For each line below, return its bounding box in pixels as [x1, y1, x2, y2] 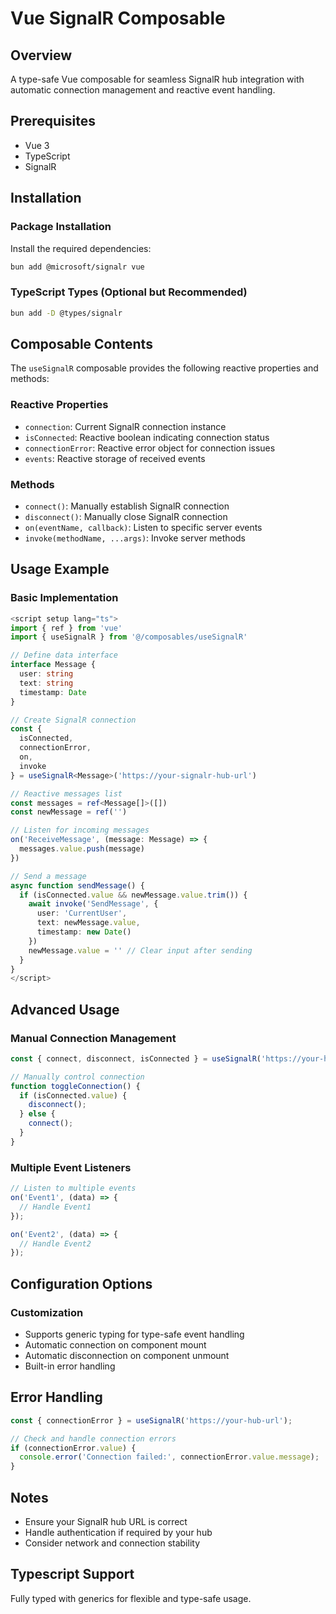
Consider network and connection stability [24, 1537, 201, 1549]
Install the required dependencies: [10, 242, 152, 254]
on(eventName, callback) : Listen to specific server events [24, 521, 263, 533]
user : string [19, 669, 74, 679]
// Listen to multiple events [10, 1183, 137, 1194]
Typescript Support [10, 1566, 135, 1583]
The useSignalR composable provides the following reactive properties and [10, 362, 319, 374]
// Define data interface [10, 650, 118, 661]
